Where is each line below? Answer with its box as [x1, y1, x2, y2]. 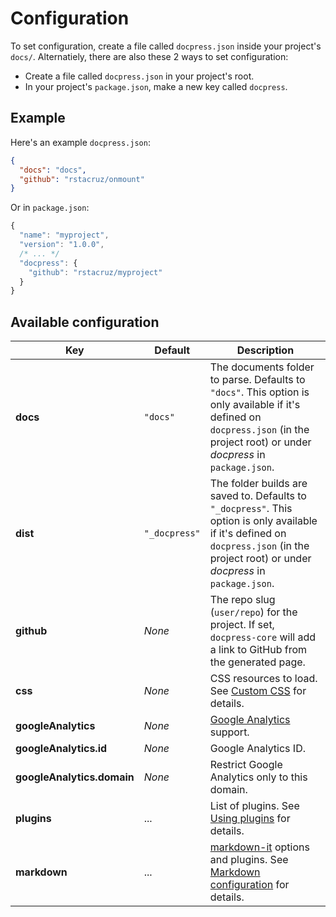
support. [209, 725, 250, 739]
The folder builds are [209, 477, 308, 491]
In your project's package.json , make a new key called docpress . [24, 80, 288, 92]
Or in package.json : [10, 202, 90, 214]
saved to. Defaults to [209, 489, 307, 503]
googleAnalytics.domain [15, 770, 135, 784]
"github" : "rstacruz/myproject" [28, 267, 163, 277]
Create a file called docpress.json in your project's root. [24, 70, 255, 82]
